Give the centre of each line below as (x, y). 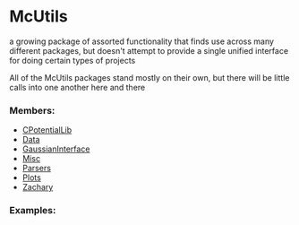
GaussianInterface (56, 149)
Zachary (38, 187)
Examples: (33, 211)
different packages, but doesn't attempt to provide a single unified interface (149, 50)
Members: (32, 110)
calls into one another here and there (77, 87)
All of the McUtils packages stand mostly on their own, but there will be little (149, 77)
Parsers (37, 169)
